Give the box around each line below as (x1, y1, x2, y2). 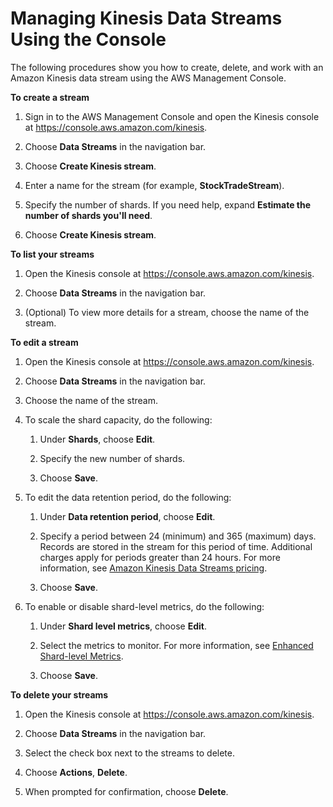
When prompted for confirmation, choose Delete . (24, 785, 229, 797)
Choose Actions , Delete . (24, 766, 128, 778)
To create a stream (10, 91, 90, 103)
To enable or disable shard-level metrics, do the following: (24, 600, 265, 612)
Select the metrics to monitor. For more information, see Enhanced (39, 639, 314, 651)
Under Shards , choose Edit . (39, 433, 156, 445)
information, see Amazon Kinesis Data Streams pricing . (39, 562, 268, 574)
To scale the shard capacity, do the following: (24, 413, 213, 426)
